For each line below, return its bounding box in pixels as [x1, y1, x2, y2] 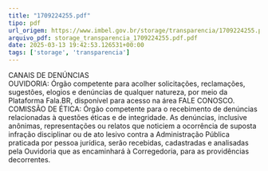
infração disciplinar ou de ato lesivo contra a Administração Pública [8, 130, 230, 139]
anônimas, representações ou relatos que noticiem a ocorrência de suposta [8, 121, 257, 130]
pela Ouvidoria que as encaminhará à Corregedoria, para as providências [8, 146, 250, 156]
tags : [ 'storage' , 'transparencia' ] [8, 49, 130, 56]
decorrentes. [8, 155, 51, 164]
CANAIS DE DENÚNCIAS [8, 71, 89, 80]
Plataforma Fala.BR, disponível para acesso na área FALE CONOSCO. [8, 96, 235, 105]
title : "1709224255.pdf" [8, 11, 91, 20]
